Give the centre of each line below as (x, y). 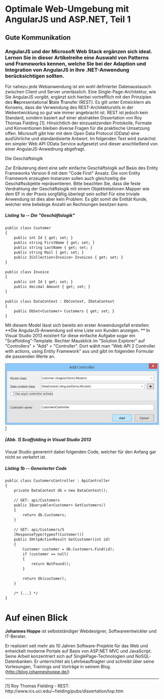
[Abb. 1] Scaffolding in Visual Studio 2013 (48, 440)
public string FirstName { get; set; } (54, 243)
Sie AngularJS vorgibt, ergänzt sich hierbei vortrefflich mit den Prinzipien (78, 97)
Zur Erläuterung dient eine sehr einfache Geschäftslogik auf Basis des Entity (82, 168)
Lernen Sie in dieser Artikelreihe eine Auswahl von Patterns (77, 57)
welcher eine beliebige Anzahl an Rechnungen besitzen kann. (67, 204)
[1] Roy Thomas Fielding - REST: (37, 686)
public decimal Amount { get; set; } (52, 287)
